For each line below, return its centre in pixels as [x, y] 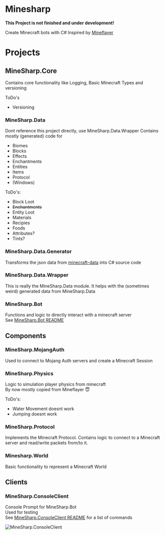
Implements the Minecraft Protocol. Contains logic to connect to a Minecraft [82, 438]
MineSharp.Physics [29, 373]
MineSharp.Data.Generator [38, 251]
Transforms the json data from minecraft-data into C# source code [73, 262]
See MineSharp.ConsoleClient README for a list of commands [69, 518]
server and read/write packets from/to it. [47, 443]
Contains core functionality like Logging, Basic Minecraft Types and [74, 82]
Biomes [20, 146]
